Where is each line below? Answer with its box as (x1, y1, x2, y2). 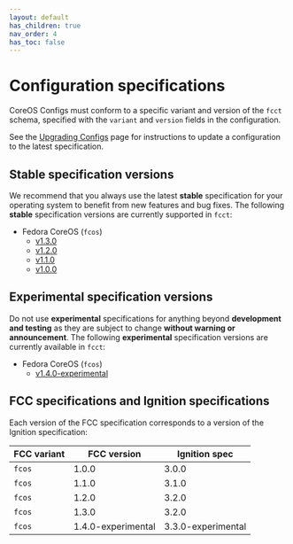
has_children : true (9, 21, 81, 30)
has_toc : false (9, 37, 66, 47)
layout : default (9, 12, 69, 22)
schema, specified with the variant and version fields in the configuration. (9, 114, 281, 125)
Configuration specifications (9, 76, 226, 96)
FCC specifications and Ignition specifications (9, 393, 270, 408)
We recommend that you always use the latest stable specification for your (9, 190, 283, 200)
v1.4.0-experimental (35, 368, 109, 378)
